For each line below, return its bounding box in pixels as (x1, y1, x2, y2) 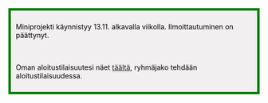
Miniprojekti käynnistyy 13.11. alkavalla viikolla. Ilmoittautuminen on (15, 22, 234, 31)
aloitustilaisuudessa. (15, 71, 83, 80)
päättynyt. (15, 31, 49, 40)
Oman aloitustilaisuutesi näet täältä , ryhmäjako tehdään (15, 63, 198, 72)
